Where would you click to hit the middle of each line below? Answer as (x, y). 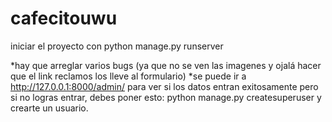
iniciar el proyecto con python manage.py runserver (117, 46)
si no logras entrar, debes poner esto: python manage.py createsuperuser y (166, 97)
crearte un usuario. (49, 108)
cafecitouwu (64, 18)
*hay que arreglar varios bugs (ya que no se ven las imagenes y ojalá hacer (166, 65)
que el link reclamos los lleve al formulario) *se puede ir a (128, 76)
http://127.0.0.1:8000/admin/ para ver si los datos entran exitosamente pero (164, 86)
